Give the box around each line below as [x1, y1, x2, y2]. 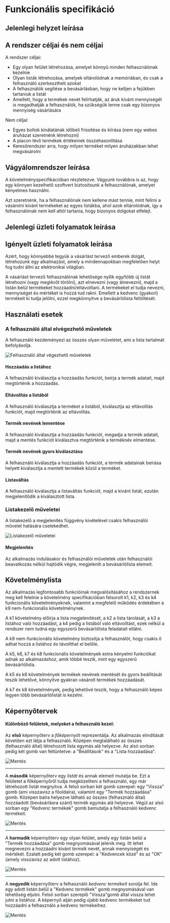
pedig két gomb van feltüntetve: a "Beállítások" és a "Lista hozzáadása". [5, 749, 156, 755]
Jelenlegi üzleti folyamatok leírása [5, 223, 116, 231]
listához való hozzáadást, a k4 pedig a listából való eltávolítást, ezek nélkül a [5, 620, 164, 626]
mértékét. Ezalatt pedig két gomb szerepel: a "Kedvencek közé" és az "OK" [5, 851, 162, 857]
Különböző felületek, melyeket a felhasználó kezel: [5, 721, 115, 727]
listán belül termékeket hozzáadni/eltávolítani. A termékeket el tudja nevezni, [5, 285, 165, 291]
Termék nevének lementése [5, 420, 65, 426]
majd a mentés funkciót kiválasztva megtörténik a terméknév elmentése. [5, 437, 157, 443]
